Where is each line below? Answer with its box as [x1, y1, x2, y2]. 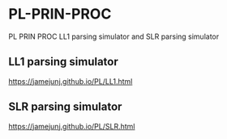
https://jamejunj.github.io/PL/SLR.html [8, 121, 135, 131]
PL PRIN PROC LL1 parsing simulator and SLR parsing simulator [8, 32, 220, 41]
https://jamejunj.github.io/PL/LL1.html [8, 76, 133, 86]
